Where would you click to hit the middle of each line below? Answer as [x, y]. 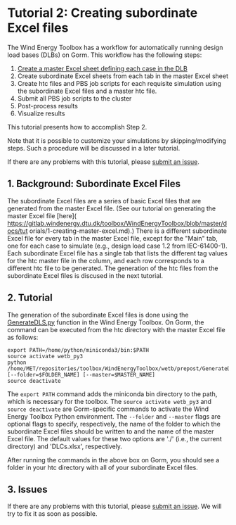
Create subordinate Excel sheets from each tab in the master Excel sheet [123, 76]
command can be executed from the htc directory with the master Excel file [117, 329]
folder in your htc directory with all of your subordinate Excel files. [103, 467]
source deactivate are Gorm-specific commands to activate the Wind [108, 409]
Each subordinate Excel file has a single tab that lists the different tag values [118, 253]
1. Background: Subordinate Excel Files [94, 184]
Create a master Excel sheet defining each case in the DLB [102, 68]
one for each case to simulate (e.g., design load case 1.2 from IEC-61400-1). [117, 246]
